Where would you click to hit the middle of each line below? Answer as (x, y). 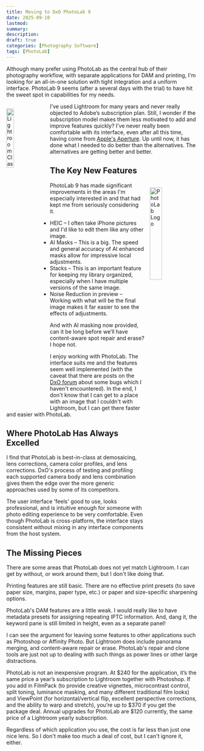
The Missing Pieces (44, 553)
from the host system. (34, 534)
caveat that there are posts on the (92, 375)
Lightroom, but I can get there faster (95, 408)
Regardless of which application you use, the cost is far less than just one (98, 730)
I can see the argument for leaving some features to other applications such (101, 635)
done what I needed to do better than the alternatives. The (123, 145)
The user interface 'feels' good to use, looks (62, 501)
